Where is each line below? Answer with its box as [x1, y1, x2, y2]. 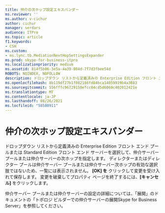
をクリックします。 [12, 180, 51, 186]
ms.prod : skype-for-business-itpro [5, 58, 78, 62]
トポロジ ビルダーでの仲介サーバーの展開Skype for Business [35, 196, 157, 202]
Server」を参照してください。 [5, 203, 66, 209]
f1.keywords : [5, 39, 32, 44]
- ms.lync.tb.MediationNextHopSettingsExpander [5, 53, 105, 58]
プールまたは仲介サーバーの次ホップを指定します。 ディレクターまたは [5, 155, 147, 161]
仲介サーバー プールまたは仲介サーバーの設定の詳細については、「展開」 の [5, 190, 155, 196]
